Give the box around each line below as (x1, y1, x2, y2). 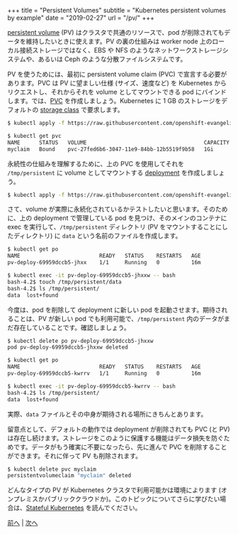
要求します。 (86, 106, 124, 114)
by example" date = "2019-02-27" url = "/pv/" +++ (7, 13, 154, 22)
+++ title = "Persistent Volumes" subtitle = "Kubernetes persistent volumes (7, 6, 227, 14)
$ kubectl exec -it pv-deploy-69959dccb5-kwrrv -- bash (7, 383, 176, 390)
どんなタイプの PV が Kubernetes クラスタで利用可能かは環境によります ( (7, 486, 222, 494)
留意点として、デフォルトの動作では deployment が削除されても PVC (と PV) (7, 425, 230, 433)
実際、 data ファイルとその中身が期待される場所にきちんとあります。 (7, 410, 208, 418)
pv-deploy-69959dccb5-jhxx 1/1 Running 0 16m (7, 259, 201, 266)
